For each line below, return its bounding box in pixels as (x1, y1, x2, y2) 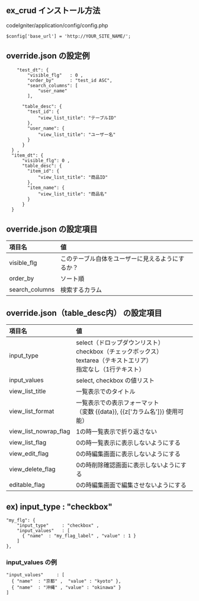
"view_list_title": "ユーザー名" (37, 131, 116, 138)
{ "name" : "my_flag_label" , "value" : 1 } (21, 533, 136, 539)
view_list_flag (9, 438, 47, 447)
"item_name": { (27, 185, 65, 191)
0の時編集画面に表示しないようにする (76, 450, 181, 458)
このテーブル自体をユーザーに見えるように (60, 255, 179, 263)
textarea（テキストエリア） (76, 356, 152, 365)
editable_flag (9, 480, 46, 489)
